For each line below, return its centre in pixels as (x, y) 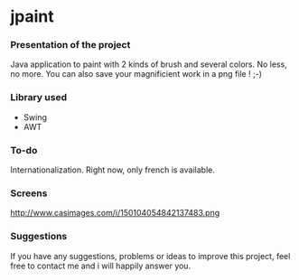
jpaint (33, 17)
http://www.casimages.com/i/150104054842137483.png (115, 213)
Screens (29, 193)
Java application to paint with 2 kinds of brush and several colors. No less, (149, 64)
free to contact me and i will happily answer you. (101, 266)
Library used (38, 98)
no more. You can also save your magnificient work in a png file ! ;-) (136, 74)
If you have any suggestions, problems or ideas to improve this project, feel (150, 256)
